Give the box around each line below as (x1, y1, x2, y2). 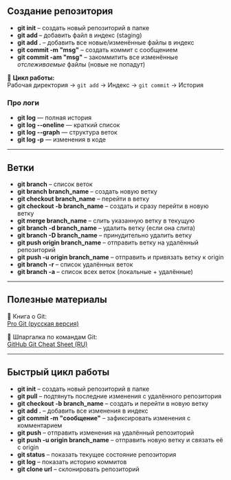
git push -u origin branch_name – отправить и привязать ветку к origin (16, 253, 224, 261)
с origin (16, 443, 39, 451)
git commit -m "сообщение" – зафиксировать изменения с (16, 413, 191, 422)
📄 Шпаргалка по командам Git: (7, 332, 98, 341)
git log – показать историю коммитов (16, 457, 127, 466)
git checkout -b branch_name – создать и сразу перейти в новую (16, 202, 209, 210)
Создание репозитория (7, 5, 113, 17)
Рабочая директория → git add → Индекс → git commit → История (7, 80, 204, 89)
